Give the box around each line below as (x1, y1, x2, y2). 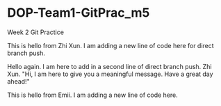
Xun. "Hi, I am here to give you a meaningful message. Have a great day (7, 70, 213, 78)
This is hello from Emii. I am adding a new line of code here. (7, 91, 179, 99)
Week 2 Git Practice (7, 28, 65, 36)
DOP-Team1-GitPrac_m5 (7, 5, 150, 21)
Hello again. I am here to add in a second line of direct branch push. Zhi (7, 62, 212, 70)
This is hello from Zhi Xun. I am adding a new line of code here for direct (7, 41, 214, 50)
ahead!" (7, 77, 30, 85)
